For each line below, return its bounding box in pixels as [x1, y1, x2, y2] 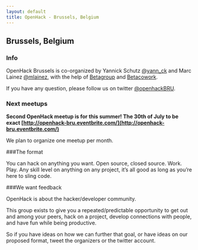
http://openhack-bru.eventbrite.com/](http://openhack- [23, 119, 165, 126]
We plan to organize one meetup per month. [6, 137, 113, 144]
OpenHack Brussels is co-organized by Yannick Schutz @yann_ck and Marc [6, 67, 191, 74]
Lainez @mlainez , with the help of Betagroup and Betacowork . [6, 73, 158, 80]
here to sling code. [6, 173, 52, 180]
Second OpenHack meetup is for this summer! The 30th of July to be [6, 113, 179, 120]
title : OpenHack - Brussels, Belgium [6, 14, 99, 20]
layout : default [6, 8, 46, 15]
